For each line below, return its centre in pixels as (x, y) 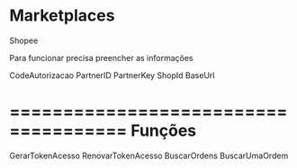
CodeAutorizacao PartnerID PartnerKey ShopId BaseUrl (112, 75)
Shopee (24, 40)
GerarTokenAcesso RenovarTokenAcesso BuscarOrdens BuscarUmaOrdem (149, 155)
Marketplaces (62, 16)
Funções (163, 131)
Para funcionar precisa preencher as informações (101, 57)
